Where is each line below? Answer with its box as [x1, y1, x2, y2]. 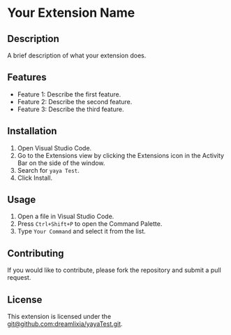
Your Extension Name [7, 5, 135, 21]
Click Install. [17, 173, 53, 182]
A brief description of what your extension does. [7, 51, 147, 59]
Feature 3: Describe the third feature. [17, 105, 124, 113]
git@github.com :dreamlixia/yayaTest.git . [7, 320, 124, 328]
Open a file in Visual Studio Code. [17, 212, 114, 221]
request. [7, 273, 31, 282]
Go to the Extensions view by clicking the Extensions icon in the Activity [17, 151, 225, 159]
